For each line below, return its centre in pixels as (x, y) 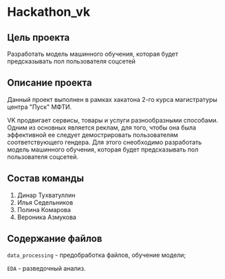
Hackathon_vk (49, 12)
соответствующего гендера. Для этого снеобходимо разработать (105, 142)
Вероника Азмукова (47, 217)
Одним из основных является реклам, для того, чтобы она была (101, 127)
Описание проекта (50, 83)
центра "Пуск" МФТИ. (40, 107)
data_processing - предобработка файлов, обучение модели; (97, 255)
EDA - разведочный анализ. (46, 269)
